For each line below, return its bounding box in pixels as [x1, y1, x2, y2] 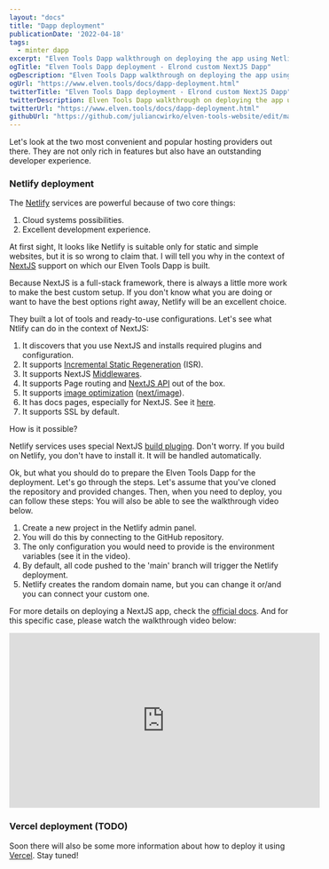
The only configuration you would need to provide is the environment [21, 541, 275, 552]
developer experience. [9, 155, 91, 166]
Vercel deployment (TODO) [9, 820, 129, 833]
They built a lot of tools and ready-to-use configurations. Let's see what [9, 314, 272, 324]
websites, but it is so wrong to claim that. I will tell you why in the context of [9, 251, 286, 262]
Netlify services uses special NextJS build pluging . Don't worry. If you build [9, 441, 286, 451]
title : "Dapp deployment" [9, 21, 105, 30]
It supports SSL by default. [21, 406, 120, 418]
